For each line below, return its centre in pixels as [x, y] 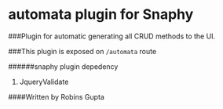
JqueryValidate [44, 82]
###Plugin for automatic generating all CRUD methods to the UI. [112, 36]
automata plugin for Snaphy [101, 15]
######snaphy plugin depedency [63, 66]
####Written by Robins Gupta [56, 96]
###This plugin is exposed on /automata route [82, 51]
